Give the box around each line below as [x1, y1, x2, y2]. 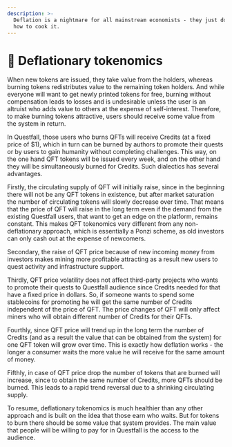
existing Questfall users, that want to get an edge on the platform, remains [7, 212, 218, 221]
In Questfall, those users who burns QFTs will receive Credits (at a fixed [7, 133, 211, 142]
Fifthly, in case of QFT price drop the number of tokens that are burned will [7, 369, 220, 377]
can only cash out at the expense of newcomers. [7, 234, 146, 242]
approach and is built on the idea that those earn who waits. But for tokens [7, 412, 220, 420]
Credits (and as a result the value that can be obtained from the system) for [7, 333, 222, 342]
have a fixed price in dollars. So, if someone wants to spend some [7, 291, 195, 299]
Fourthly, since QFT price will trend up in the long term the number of [7, 326, 204, 334]
